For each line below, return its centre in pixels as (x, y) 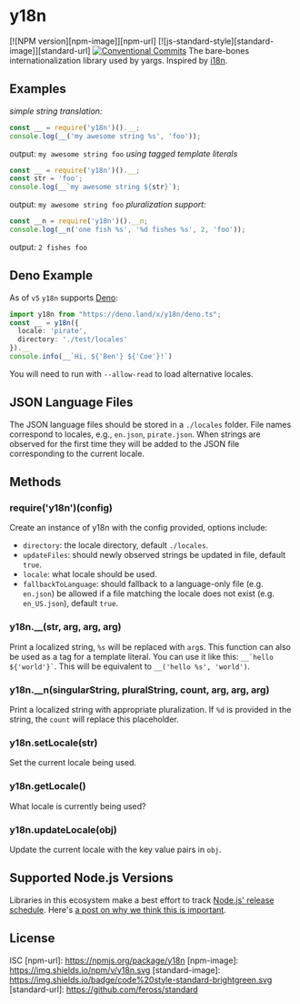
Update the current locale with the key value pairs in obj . (115, 849)
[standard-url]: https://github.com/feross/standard (104, 989)
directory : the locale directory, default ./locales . (115, 545)
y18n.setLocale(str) (54, 743)
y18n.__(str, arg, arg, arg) (65, 627)
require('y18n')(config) (61, 508)
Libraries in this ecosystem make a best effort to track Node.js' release (142, 900)
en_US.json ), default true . (70, 603)
